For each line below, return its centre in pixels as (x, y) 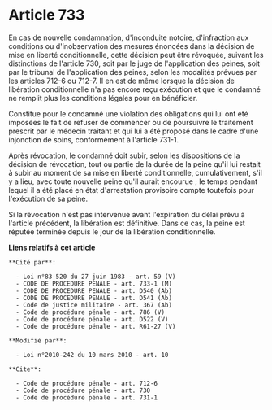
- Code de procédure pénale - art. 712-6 (87, 383)
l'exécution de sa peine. (48, 198)
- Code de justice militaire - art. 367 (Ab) (94, 305)
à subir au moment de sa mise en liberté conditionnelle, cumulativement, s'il (135, 172)
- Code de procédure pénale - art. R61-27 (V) (96, 326)
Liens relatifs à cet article (52, 247)
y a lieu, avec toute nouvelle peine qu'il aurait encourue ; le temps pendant (133, 181)
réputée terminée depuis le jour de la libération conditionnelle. (112, 231)
